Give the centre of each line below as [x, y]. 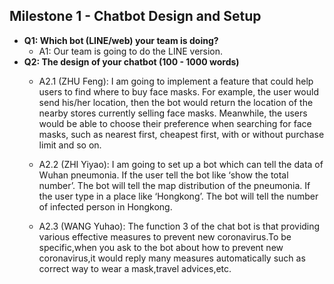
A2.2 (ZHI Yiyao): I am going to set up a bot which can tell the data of [181, 164]
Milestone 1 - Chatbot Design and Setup [135, 16]
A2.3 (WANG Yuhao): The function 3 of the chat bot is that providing [179, 226]
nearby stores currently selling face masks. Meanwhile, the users [173, 113]
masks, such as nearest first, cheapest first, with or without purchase [181, 134]
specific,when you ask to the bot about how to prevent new [161, 247]
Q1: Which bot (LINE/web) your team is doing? [121, 40]
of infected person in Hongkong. [105, 206]
